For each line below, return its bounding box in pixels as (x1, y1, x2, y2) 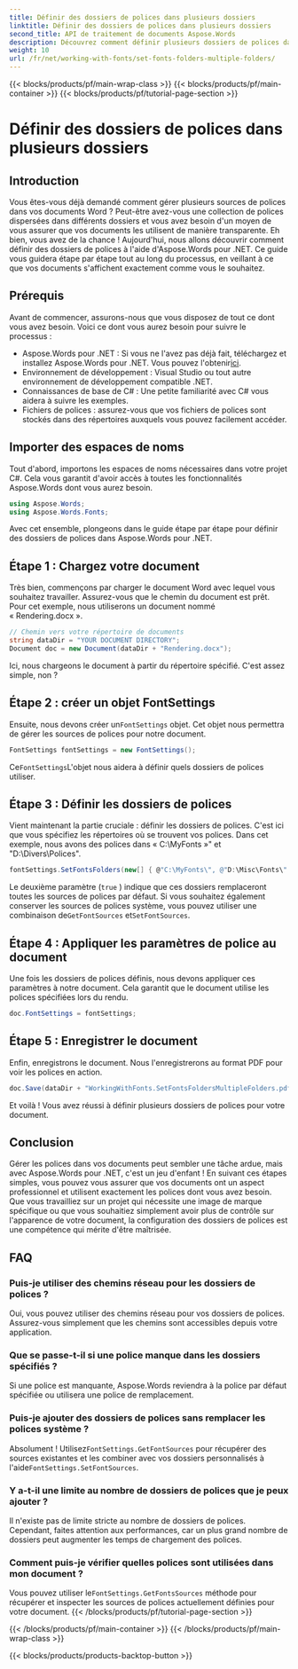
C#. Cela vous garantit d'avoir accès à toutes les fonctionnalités (9, 472, 242, 484)
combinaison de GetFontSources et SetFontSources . (9, 910, 191, 921)
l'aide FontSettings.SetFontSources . (9, 1461, 139, 1473)
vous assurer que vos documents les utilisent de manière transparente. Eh (9, 225, 280, 235)
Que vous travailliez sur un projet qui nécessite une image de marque (9, 1196, 263, 1207)
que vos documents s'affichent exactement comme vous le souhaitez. (9, 263, 265, 273)
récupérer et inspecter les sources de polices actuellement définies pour (9, 1597, 275, 1608)
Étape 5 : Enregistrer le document (9, 1034, 198, 1049)
